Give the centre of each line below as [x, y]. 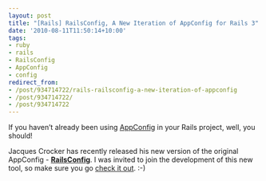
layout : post [30, 16]
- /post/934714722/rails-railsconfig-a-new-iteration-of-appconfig [123, 90]
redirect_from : [34, 82]
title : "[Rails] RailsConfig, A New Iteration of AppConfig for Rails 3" [134, 23]
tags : [17, 38]
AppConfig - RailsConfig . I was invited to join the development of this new [131, 159]
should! [21, 136]
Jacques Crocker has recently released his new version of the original [123, 151]
